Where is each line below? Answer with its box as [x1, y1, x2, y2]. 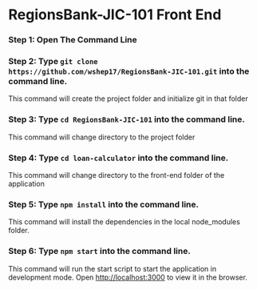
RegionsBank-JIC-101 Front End [8, 6, 222, 24]
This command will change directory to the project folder [8, 132, 196, 142]
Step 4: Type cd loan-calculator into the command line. [8, 152, 229, 163]
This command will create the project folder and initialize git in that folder [8, 94, 249, 103]
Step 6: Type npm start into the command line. [8, 246, 192, 257]
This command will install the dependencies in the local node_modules [8, 217, 241, 227]
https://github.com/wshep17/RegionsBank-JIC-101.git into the [8, 66, 250, 77]
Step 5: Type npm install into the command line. [8, 199, 200, 210]
